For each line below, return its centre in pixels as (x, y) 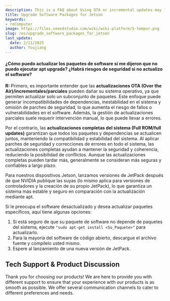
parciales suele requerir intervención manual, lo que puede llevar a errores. (83, 118)
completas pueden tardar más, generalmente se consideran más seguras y (83, 160)
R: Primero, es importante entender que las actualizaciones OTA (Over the (83, 85)
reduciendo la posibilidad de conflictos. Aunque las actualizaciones (75, 154)
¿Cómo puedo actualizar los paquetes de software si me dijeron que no (81, 64)
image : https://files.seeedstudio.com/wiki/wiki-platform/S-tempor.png (82, 29)
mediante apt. (20, 197)
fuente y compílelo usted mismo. (47, 243)
